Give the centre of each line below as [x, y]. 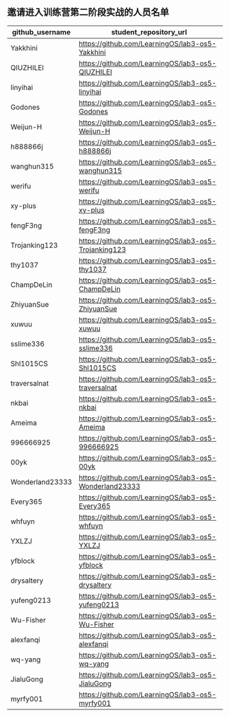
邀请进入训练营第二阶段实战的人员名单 [88, 12]
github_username [41, 32]
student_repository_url [149, 32]
